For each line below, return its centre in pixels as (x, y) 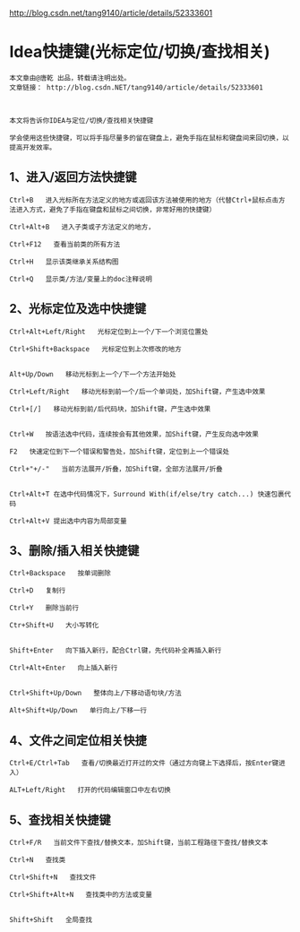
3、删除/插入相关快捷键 (74, 550)
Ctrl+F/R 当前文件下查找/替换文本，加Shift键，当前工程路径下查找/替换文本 (139, 842)
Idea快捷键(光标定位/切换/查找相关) (140, 52)
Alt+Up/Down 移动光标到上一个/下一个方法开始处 (93, 374)
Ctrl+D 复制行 (38, 591)
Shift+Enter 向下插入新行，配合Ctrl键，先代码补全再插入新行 (116, 651)
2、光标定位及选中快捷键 (78, 309)
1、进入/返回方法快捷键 (73, 177)
